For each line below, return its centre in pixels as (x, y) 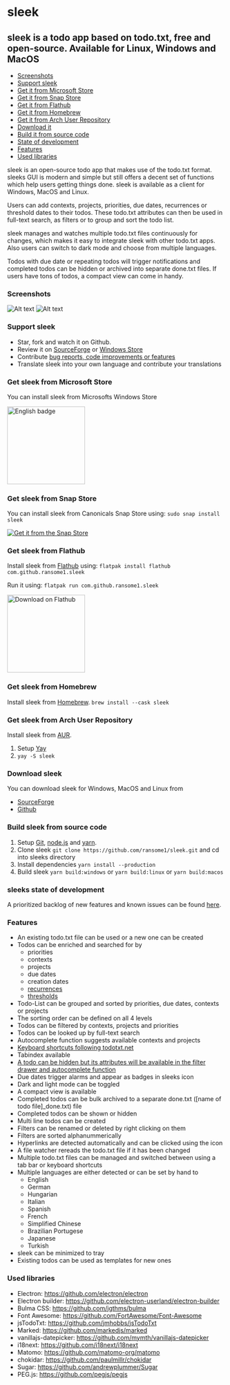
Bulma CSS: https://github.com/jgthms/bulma (82, 1308)
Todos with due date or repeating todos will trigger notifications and (104, 261)
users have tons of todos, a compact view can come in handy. (96, 276)
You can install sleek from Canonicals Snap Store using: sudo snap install (114, 514)
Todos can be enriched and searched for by (80, 945)
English (38, 1180)
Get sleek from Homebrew (52, 687)
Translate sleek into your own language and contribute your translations (119, 364)
